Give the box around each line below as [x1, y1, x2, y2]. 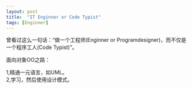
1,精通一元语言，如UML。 [6, 69, 68, 76]
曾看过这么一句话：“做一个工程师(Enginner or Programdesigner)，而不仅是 [6, 37, 187, 44]
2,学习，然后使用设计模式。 [6, 76, 73, 83]
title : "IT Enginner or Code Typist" [6, 14, 101, 20]
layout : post [6, 8, 38, 15]
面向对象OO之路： [6, 57, 50, 64]
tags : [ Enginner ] [6, 19, 49, 25]
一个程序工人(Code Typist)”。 [6, 44, 78, 51]
